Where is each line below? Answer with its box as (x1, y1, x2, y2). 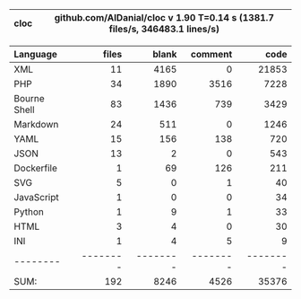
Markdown (13, 119, 59, 130)
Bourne (13, 92, 45, 104)
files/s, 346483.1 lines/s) (108, 22, 219, 35)
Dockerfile (13, 162, 58, 174)
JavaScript (13, 191, 60, 203)
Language (13, 48, 58, 60)
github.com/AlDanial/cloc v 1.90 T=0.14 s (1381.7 (54, 12, 275, 23)
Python (13, 206, 45, 218)
